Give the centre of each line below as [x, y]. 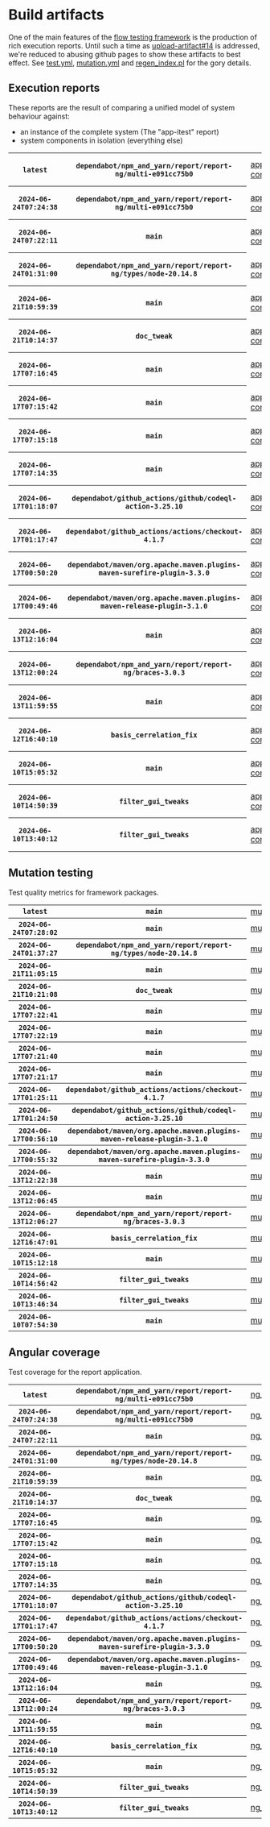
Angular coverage [54, 1353]
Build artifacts [56, 15]
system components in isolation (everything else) [101, 140]
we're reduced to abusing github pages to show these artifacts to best [125, 54]
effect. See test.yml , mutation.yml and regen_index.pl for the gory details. [130, 63]
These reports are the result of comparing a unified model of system [122, 107]
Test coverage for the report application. [75, 1372]
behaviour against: [39, 116]
